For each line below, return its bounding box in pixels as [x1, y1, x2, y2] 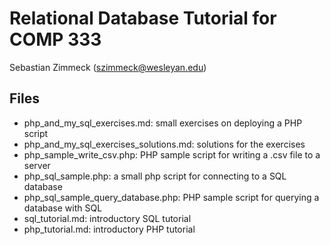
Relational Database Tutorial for [9, 7, 277, 30]
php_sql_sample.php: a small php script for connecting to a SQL [23, 170, 287, 182]
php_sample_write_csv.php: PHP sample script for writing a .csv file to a [23, 148, 321, 161]
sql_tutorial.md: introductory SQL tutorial [23, 212, 192, 224]
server [23, 159, 51, 171]
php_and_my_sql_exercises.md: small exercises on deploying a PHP [23, 117, 303, 129]
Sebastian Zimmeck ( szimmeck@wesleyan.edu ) [9, 61, 207, 73]
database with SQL [23, 202, 103, 214]
